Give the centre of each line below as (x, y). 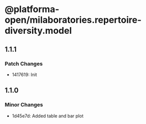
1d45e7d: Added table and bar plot (48, 116)
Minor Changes (24, 105)
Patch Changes (24, 64)
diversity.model (38, 31)
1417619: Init (24, 75)
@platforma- (32, 9)
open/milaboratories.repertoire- (73, 20)
